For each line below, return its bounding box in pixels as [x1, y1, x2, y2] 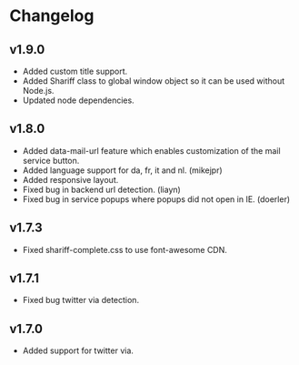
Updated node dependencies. [22, 95, 135, 106]
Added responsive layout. [22, 174, 119, 185]
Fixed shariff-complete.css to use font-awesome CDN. [22, 244, 227, 255]
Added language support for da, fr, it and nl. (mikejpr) [22, 165, 223, 176]
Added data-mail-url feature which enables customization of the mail [22, 145, 281, 156]
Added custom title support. [22, 66, 128, 76]
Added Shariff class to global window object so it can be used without [22, 76, 285, 86]
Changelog [9, 5, 95, 26]
